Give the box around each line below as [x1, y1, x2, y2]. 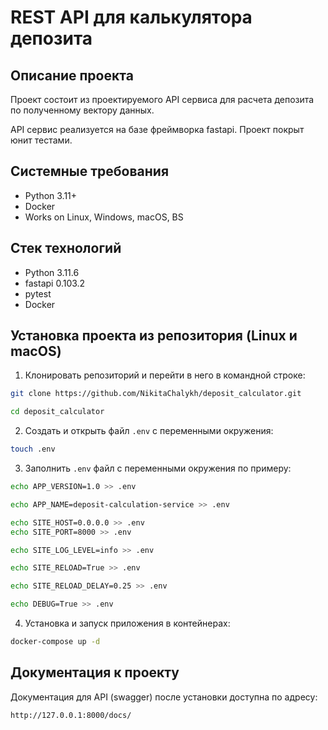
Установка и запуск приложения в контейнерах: [24, 617, 231, 630]
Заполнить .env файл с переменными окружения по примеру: [24, 462, 292, 475]
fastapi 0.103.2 [24, 277, 86, 289]
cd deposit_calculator [10, 407, 105, 417]
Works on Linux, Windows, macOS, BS [24, 211, 184, 223]
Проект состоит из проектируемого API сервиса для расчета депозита [10, 94, 315, 105]
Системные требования [10, 163, 170, 180]
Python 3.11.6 [24, 266, 80, 278]
